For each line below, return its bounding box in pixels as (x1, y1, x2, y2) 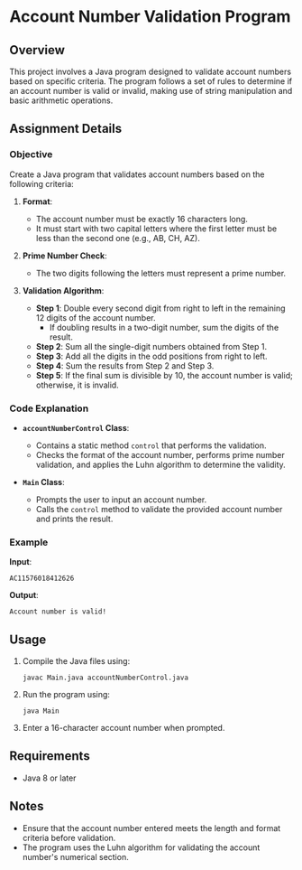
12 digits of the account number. (35, 312, 156, 323)
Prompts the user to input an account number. (35, 494, 207, 505)
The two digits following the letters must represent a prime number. (35, 267, 287, 278)
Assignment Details (9, 121, 123, 136)
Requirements (9, 748, 90, 764)
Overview (9, 42, 66, 58)
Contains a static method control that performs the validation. (35, 440, 268, 451)
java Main (22, 706, 60, 716)
